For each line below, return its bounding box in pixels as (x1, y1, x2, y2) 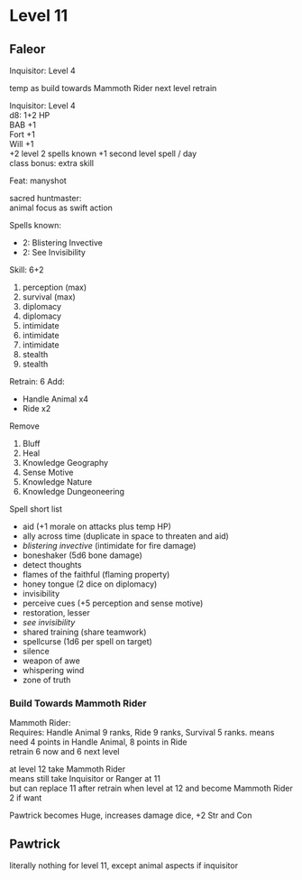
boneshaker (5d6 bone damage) (22, 550, 142, 560)
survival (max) (22, 292, 77, 302)
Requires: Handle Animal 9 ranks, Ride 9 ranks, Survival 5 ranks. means (9, 727, 275, 738)
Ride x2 (22, 403, 51, 413)
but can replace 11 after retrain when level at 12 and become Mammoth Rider (9, 783, 293, 794)
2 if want (9, 792, 42, 803)
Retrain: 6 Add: (9, 376, 65, 386)
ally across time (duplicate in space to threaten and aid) (22, 531, 230, 542)
